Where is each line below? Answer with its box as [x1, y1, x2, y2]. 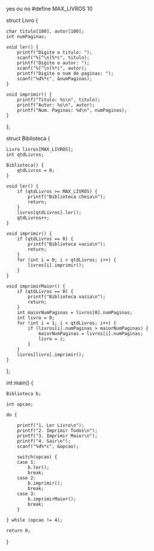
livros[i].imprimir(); [28, 262, 84, 268]
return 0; [6, 528, 31, 534]
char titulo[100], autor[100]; [6, 28, 84, 34]
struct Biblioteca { [6, 135, 50, 142]
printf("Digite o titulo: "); [17, 49, 93, 55]
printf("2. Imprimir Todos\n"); [17, 428, 98, 434]
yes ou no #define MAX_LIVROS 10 [6, 5, 93, 12]
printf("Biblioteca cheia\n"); [28, 194, 106, 200]
